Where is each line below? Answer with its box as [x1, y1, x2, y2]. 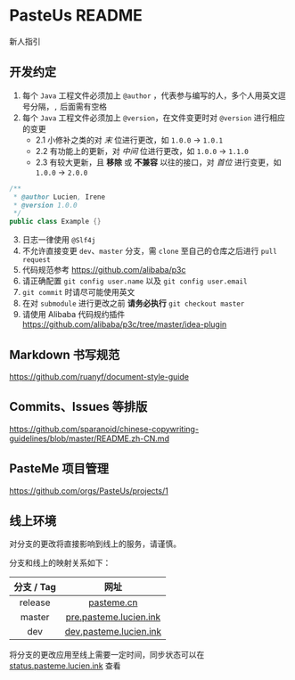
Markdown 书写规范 [9, 347, 120, 362]
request [21, 256, 51, 265]
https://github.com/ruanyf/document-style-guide [9, 371, 190, 381]
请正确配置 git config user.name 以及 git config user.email [21, 275, 248, 286]
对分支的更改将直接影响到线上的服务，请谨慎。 [9, 538, 181, 549]
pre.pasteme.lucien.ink [65, 611, 161, 624]
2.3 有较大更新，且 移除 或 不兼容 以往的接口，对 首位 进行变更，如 [35, 157, 282, 168]
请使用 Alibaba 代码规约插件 [21, 309, 126, 320]
